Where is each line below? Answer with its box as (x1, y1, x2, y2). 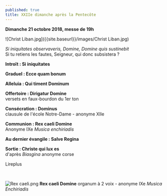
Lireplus (5, 161, 22, 167)
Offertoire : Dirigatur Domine (5, 90, 67, 96)
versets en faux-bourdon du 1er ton (5, 96, 79, 102)
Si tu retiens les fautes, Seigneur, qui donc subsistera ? (5, 51, 120, 57)
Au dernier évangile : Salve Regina (5, 136, 79, 142)
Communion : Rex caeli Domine (5, 121, 72, 127)
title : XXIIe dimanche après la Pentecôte (5, 12, 96, 17)
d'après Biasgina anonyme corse (5, 151, 74, 157)
